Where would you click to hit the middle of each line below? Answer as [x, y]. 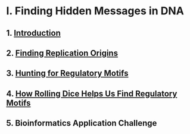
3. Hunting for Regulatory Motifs [68, 74]
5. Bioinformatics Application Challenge [82, 123]
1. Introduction [33, 33]
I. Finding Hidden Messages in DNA [95, 11]
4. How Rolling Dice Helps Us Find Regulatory [92, 94]
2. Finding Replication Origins [62, 53]
